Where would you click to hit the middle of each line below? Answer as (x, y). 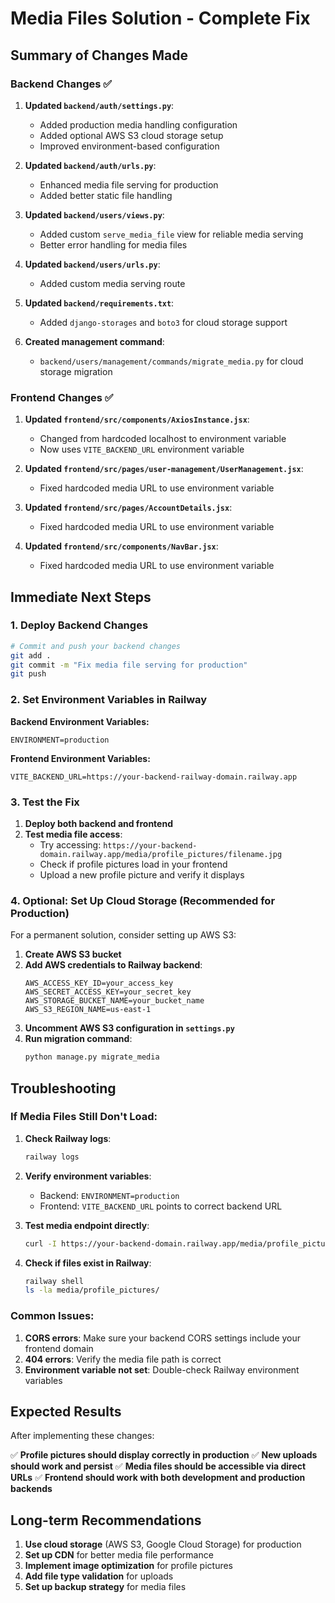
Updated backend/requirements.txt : (99, 303)
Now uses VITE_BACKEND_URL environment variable (142, 449)
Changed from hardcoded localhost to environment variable (163, 439)
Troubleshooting (63, 1088)
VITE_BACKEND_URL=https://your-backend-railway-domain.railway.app (154, 777)
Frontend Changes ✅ (62, 397)
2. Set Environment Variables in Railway (109, 700)
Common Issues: (52, 1316)
